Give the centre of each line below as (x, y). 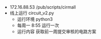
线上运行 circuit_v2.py (32, 13)
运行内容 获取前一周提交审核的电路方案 (57, 31)
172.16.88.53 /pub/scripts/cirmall (43, 7)
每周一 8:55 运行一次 (38, 25)
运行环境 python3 (35, 19)
